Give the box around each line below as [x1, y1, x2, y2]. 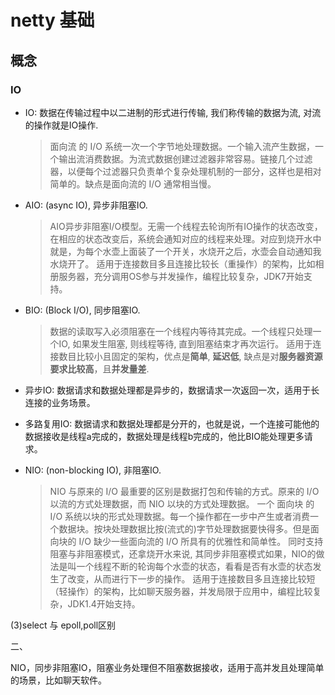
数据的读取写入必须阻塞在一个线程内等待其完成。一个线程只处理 [49, 325, 313, 337]
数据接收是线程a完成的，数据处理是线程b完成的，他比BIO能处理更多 [24, 430, 305, 442]
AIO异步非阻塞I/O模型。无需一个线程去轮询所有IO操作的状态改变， [49, 220, 323, 232]
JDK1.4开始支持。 [67, 597, 141, 610]
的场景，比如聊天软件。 [10, 674, 107, 686]
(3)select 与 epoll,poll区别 [10, 619, 117, 631]
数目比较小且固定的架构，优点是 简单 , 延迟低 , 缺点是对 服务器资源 [58, 350, 323, 362]
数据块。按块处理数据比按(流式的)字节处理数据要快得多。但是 [58, 522, 311, 535]
